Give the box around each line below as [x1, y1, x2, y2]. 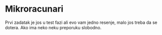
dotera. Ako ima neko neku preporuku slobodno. [5, 24, 102, 30]
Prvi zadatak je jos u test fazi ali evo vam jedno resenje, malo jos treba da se [5, 19, 158, 25]
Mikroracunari [5, 3, 64, 15]
